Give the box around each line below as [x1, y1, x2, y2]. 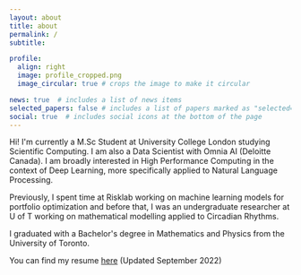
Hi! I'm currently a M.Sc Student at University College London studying [9, 136, 271, 148]
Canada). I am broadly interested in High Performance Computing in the [9, 156, 275, 167]
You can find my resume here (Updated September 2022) [9, 255, 222, 266]
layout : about [9, 13, 63, 22]
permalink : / [9, 30, 58, 39]
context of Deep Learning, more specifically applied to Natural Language [9, 165, 278, 176]
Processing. [9, 175, 54, 185]
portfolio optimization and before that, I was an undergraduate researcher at [9, 202, 290, 212]
